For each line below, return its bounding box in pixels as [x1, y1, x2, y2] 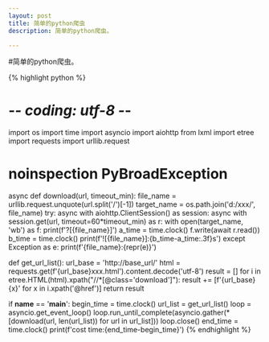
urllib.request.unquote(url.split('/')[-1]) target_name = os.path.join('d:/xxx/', [8, 200, 255, 209]
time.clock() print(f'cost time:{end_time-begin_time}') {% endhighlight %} [8, 325, 251, 335]
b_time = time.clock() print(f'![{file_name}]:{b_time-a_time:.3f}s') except [8, 234, 246, 244]
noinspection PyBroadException [8, 164, 228, 183]
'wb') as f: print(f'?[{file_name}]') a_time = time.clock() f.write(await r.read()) [8, 225, 261, 235]
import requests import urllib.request [8, 136, 130, 146]
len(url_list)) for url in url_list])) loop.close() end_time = [58, 316, 239, 326]
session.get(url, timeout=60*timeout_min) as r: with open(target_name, [8, 216, 243, 226]
